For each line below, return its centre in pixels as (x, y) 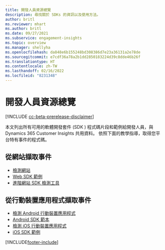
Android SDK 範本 (31, 220)
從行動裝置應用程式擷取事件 (48, 200)
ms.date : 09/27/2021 (27, 33)
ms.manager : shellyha (28, 47)
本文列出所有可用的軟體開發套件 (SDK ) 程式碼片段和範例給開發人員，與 (79, 127)
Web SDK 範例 (27, 176)
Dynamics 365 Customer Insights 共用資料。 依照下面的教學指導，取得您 (80, 133)
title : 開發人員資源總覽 (28, 10)
